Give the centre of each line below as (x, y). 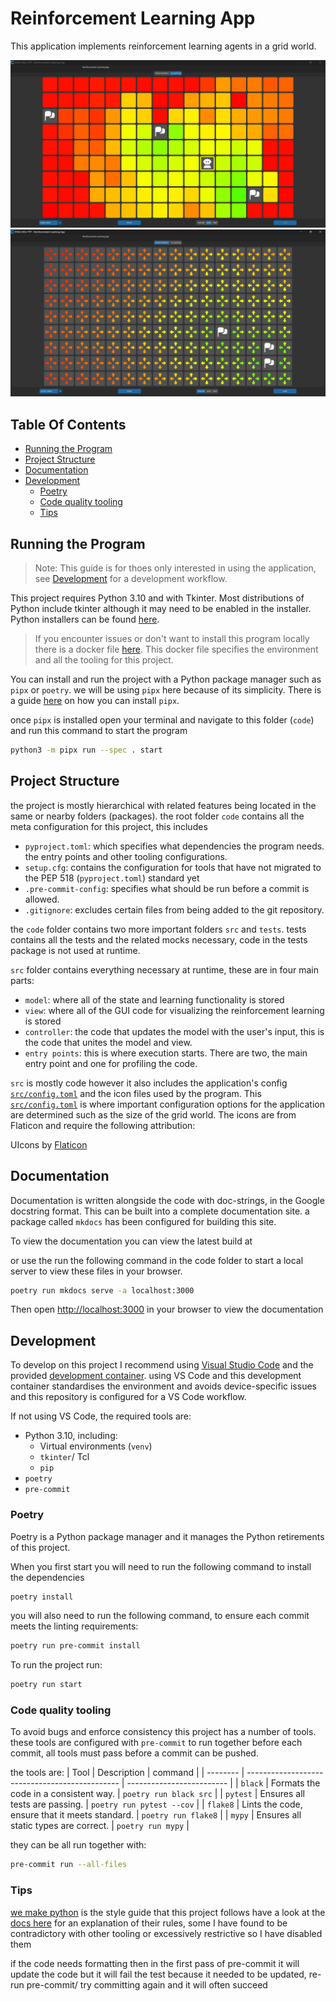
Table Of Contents (68, 424)
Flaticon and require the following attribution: (103, 1125)
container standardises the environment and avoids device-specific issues (163, 1386)
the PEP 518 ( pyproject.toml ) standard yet (112, 878)
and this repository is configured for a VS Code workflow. (128, 1397)
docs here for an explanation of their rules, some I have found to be (149, 1923)
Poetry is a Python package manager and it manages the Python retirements (167, 1536)
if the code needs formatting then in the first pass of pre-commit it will (155, 1963)
